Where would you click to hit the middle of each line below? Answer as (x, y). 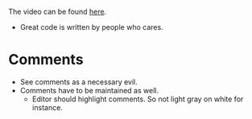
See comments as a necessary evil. (79, 82)
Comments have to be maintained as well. (89, 90)
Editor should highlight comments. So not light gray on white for (138, 99)
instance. (47, 107)
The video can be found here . (58, 12)
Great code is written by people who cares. (91, 27)
